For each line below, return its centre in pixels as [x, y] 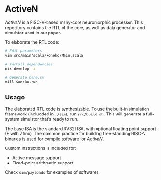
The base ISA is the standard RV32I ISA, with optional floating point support [80, 129]
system [12, 119]
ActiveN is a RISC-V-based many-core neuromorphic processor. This [74, 22]
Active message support [37, 158]
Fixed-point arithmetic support [43, 163]
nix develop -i [20, 69]
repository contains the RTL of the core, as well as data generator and [75, 27]
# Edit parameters [24, 51]
